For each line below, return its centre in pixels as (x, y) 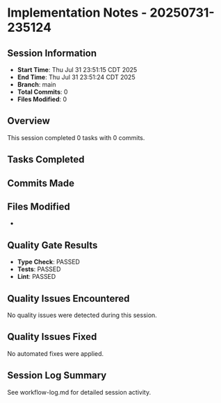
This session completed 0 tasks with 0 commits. (76, 137)
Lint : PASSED (36, 277)
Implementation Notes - (77, 13)
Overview (29, 121)
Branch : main (37, 84)
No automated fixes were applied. (56, 353)
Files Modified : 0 (42, 99)
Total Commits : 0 (42, 92)
